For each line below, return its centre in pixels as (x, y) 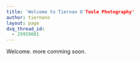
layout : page (23, 23)
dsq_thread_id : (26, 29)
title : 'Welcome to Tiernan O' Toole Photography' (71, 12)
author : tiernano (28, 18)
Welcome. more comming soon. (46, 51)
